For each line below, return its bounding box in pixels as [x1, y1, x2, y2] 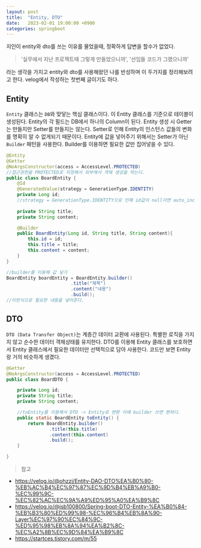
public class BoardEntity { [6, 175, 77, 181]
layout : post [6, 8, 39, 15]
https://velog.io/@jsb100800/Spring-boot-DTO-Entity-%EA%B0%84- [14, 503, 187, 510]
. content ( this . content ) [49, 431, 109, 438]
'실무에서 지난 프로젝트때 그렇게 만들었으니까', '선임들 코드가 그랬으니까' [20, 55, 189, 63]
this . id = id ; [28, 236, 63, 242]
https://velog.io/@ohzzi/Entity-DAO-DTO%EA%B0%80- [14, 478, 154, 484]
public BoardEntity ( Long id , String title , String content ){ [17, 230, 173, 236]
